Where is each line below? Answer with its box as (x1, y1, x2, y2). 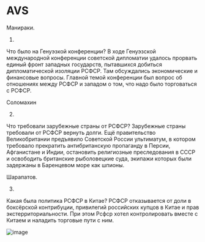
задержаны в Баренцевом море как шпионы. (6, 161, 125, 168)
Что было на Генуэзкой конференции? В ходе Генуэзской (6, 47, 156, 55)
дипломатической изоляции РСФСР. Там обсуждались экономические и (6, 67, 198, 74)
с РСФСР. (6, 86, 32, 94)
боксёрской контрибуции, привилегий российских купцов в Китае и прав (6, 203, 199, 211)
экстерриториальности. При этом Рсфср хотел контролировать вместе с (6, 210, 198, 217)
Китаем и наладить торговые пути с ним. (6, 216, 114, 224)
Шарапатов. (6, 173, 38, 181)
